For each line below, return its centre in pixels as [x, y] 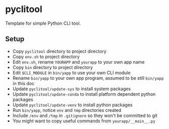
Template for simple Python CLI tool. [43, 23]
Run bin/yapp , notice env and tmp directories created [67, 110]
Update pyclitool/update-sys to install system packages [72, 89]
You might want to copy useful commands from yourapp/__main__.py [84, 121]
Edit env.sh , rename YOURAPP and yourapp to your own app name [78, 62]
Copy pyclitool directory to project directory [60, 51]
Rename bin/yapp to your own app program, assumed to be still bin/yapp [88, 78]
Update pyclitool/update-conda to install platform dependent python [84, 94]
